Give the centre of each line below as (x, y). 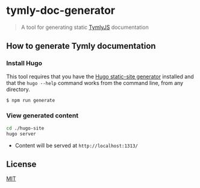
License (21, 164)
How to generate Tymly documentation (81, 46)
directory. (18, 89)
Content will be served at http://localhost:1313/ (77, 145)
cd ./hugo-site (25, 128)
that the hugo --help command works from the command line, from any (95, 83)
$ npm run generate (31, 100)
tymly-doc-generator (61, 11)
